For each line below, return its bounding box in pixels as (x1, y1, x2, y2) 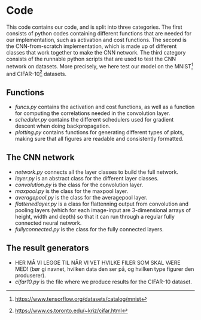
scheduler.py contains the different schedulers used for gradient (14, 116, 174, 123)
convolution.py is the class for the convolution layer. (14, 181, 144, 188)
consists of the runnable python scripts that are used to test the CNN (6, 55, 176, 62)
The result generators (6, 243, 90, 253)
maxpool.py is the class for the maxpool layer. (14, 187, 129, 195)
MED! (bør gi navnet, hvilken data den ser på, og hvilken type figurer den (14, 265, 194, 273)
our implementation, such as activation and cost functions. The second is (6, 36, 187, 43)
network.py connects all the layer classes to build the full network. (14, 168, 178, 176)
